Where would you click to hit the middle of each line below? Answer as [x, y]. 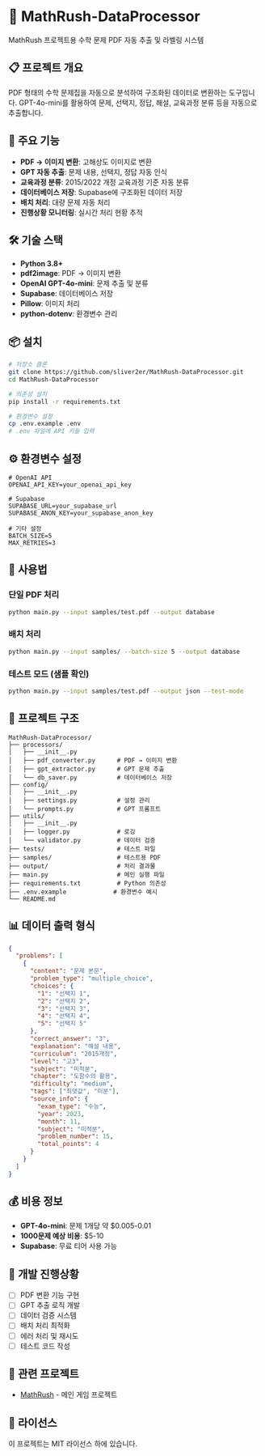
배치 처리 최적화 [45, 1326]
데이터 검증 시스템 [48, 1315]
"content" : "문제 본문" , [68, 971]
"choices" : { [52, 986]
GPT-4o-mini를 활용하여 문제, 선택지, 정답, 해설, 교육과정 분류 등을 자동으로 [138, 102]
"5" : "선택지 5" [62, 1024]
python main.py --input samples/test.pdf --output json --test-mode [126, 691]
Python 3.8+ [41, 264]
